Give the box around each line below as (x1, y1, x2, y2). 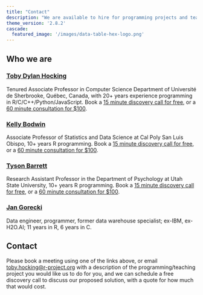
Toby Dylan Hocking (6, 72, 67, 80)
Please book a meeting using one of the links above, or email (6, 257, 158, 264)
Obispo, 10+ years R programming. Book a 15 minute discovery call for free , (6, 140, 195, 147)
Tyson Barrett (6, 161, 47, 170)
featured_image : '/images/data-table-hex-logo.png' (11, 31, 145, 37)
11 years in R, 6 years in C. (27, 223, 92, 230)
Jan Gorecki (6, 203, 42, 212)
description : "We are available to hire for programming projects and (6, 15, 188, 21)
